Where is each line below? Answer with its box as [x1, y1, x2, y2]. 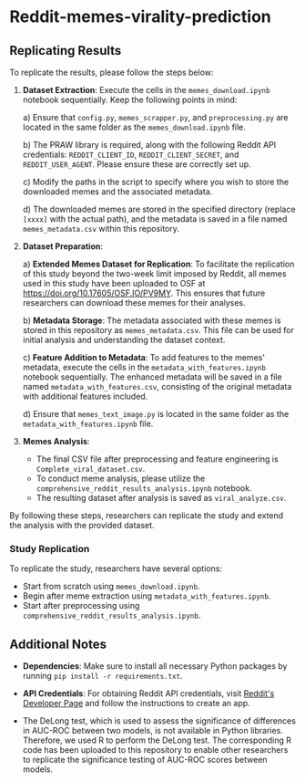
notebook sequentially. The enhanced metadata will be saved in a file [22, 371, 282, 382]
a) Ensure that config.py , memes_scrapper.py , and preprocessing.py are [22, 112, 289, 122]
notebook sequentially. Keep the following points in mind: [22, 94, 238, 105]
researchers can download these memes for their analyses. [22, 297, 246, 308]
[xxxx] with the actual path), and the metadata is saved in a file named [22, 214, 288, 224]
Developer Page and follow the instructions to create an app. [22, 698, 250, 709]
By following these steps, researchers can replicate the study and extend [9, 510, 284, 521]
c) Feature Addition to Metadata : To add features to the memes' [22, 352, 266, 362]
